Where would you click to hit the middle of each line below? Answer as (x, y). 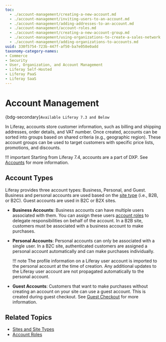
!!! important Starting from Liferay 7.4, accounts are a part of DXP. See (77, 157)
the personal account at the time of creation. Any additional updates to (84, 266)
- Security (16, 60)
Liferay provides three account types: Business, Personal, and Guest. (76, 190)
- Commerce (16, 56)
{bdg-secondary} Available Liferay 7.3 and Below (57, 117)
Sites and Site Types (33, 329)
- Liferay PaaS (21, 74)
